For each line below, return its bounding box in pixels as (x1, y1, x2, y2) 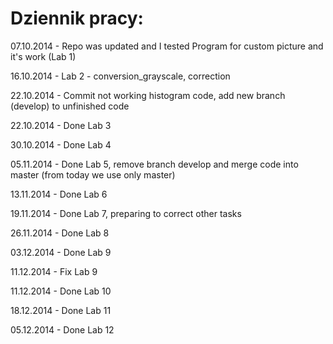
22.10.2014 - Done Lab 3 (10, 119, 112, 131)
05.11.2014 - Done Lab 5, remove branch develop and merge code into (10, 158, 299, 170)
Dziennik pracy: (10, 7, 144, 30)
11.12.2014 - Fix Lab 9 (10, 265, 98, 277)
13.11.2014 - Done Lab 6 (10, 188, 108, 200)
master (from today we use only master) (10, 168, 176, 181)
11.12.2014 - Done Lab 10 (10, 285, 112, 297)
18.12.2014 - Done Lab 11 (10, 304, 112, 316)
